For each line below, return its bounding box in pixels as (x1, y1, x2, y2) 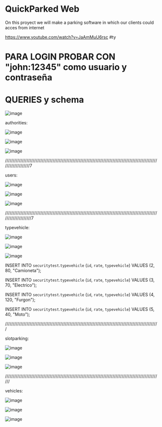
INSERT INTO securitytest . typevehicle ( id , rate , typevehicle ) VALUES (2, (5, 262, 155, 269)
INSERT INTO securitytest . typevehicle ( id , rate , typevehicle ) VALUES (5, (5, 306, 155, 312)
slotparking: (5, 335, 29, 342)
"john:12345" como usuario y (5, 62, 127, 73)
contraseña (5, 72, 53, 83)
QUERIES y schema (5, 94, 84, 105)
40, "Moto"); (5, 311, 30, 317)
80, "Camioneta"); (5, 268, 41, 273)
